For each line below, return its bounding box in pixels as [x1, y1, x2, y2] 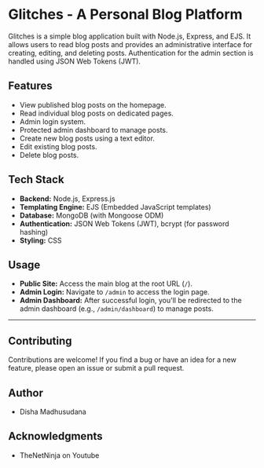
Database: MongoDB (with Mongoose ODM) [19, 210, 164, 220]
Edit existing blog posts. [19, 141, 97, 151]
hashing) [19, 227, 49, 236]
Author [8, 386, 43, 400]
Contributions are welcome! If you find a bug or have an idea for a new [8, 355, 237, 364]
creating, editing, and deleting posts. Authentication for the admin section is [8, 48, 254, 57]
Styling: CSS [19, 236, 62, 245]
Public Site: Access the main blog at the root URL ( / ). [19, 279, 192, 288]
